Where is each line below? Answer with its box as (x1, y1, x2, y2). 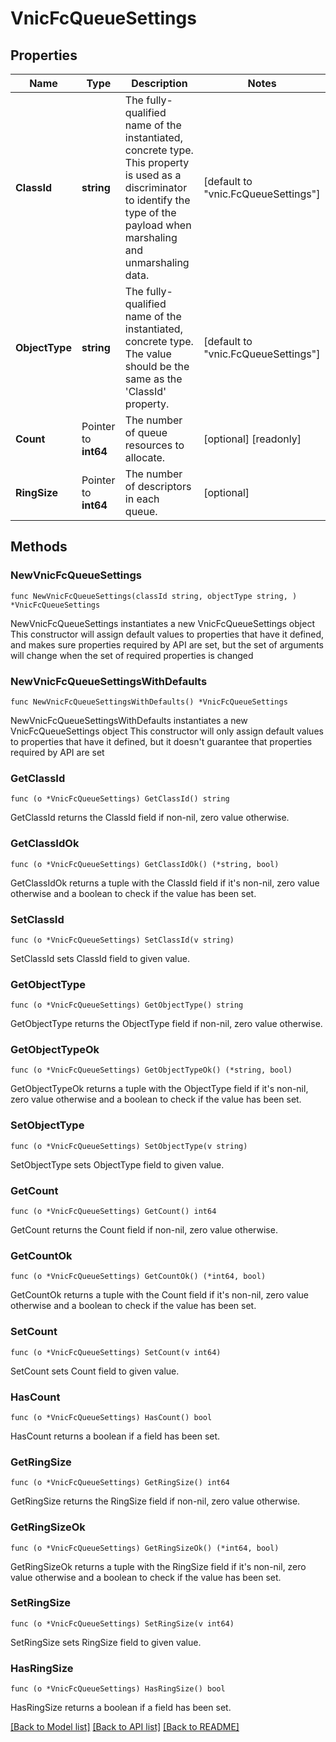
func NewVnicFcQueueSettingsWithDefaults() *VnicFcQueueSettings (10, 697, 288, 707)
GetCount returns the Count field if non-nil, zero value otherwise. (10, 1224, 278, 1236)
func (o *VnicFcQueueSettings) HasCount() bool (10, 1412, 213, 1422)
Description (131, 77, 188, 90)
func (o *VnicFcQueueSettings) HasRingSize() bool (10, 1684, 226, 1694)
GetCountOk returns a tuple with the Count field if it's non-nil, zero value (10, 1289, 310, 1301)
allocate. (124, 451, 166, 464)
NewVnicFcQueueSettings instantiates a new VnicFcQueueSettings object (10, 617, 315, 629)
